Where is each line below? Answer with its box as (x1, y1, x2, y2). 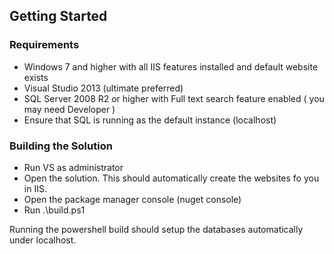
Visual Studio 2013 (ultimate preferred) (23, 82, 184, 94)
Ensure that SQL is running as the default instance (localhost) (23, 114, 277, 126)
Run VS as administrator (23, 161, 124, 173)
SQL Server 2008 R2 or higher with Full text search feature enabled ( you (23, 92, 325, 104)
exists (23, 71, 49, 83)
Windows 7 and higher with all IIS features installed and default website (23, 60, 319, 73)
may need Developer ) (23, 103, 116, 115)
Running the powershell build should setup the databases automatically (9, 223, 304, 235)
